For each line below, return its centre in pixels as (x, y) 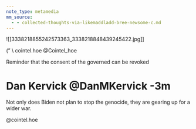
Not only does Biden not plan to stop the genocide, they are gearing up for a (98, 102)
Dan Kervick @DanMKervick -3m (89, 86)
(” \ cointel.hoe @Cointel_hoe (42, 51)
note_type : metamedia (33, 11)
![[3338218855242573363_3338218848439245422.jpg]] (75, 39)
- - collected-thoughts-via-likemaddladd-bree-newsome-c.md (86, 22)
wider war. (19, 108)
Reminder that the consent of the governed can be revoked (78, 62)
